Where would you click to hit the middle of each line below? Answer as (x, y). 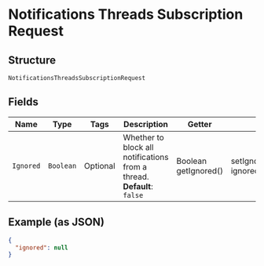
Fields (24, 102)
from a (135, 166)
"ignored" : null (42, 248)
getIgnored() (200, 170)
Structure (32, 60)
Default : (138, 186)
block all (138, 147)
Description (146, 124)
